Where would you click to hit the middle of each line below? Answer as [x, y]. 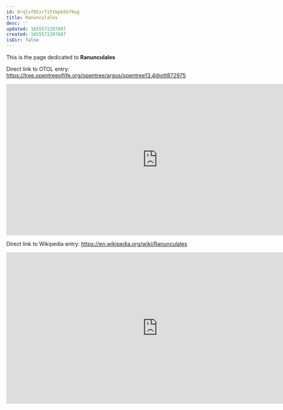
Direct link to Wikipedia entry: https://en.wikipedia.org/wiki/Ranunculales [97, 244]
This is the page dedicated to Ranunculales [61, 57]
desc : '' [17, 23]
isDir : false [23, 40]
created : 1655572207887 [36, 35]
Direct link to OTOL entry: [38, 69]
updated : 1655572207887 [36, 29]
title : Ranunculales [32, 18]
